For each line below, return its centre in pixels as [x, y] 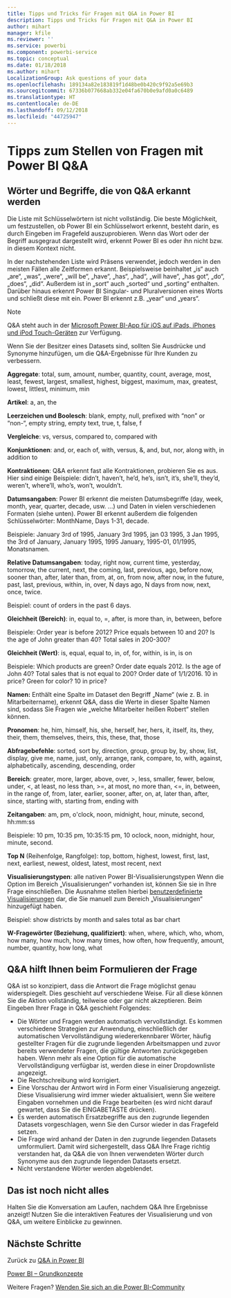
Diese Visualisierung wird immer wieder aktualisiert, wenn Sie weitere [116, 1095]
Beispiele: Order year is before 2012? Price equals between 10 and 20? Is [111, 632]
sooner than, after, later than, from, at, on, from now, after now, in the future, [116, 577]
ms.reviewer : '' [30, 39]
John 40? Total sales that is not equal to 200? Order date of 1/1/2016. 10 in [112, 673]
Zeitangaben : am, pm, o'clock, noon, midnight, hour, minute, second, [106, 814]
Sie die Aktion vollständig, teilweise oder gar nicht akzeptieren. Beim [105, 1001]
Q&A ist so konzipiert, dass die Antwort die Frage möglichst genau [102, 986]
